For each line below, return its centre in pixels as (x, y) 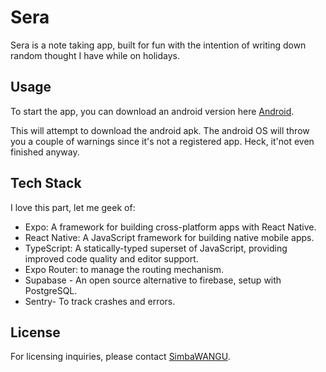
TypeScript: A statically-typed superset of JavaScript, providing (156, 248)
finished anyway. (45, 152)
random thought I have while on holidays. (95, 55)
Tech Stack (46, 183)
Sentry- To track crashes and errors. (100, 301)
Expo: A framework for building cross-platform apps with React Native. (170, 227)
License (35, 332)
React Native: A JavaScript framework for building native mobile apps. (169, 237)
